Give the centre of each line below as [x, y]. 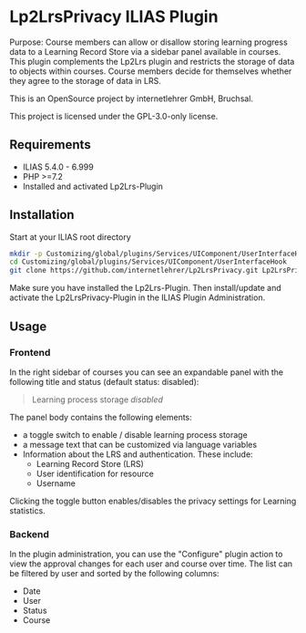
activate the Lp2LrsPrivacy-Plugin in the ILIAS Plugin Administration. [138, 297]
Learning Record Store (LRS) [90, 463]
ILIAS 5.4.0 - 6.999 [58, 167]
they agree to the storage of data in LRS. [86, 80]
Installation [42, 215]
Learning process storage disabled [97, 400]
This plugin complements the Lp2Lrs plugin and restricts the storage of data [152, 61]
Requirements [50, 145]
